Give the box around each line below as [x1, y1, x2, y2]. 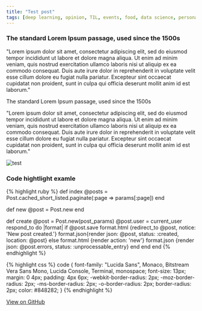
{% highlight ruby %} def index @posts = [6, 188, 108, 195]
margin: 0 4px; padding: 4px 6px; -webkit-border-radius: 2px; [6, 274, 159, 281]
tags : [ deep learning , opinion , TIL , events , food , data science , [6, 14, 176, 20]
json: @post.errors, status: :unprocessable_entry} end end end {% [6, 243, 171, 250]
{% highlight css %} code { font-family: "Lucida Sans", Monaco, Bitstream [6, 261, 189, 268]
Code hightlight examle [6, 174, 76, 183]
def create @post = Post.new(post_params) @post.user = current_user [6, 217, 182, 225]
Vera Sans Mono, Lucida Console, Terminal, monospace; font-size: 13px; [6, 268, 186, 275]
